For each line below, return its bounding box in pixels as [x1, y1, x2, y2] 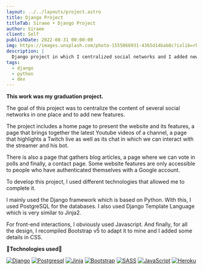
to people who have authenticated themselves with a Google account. [6, 167, 180, 174]
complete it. [6, 185, 36, 192]
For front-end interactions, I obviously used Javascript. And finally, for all [6, 221, 188, 228]
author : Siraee [6, 25, 45, 32]
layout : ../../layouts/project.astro [6, 8, 101, 15]
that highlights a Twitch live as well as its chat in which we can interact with [6, 135, 194, 143]
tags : [6, 59, 20, 65]
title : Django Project [6, 14, 63, 21]
